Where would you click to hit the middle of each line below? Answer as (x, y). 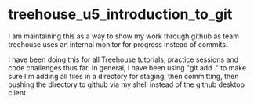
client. (18, 92)
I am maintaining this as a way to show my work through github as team (123, 36)
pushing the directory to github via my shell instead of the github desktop (127, 84)
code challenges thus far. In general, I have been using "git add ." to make (127, 67)
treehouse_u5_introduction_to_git (120, 14)
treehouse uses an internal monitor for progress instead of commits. (118, 44)
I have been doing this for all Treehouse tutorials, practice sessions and (123, 59)
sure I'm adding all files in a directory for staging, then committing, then (123, 76)
